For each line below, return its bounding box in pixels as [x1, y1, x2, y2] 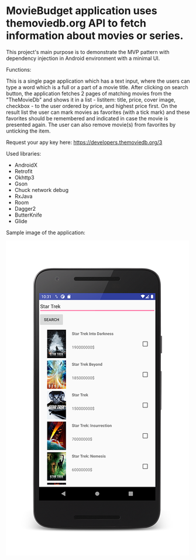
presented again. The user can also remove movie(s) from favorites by [6, 121, 176, 128]
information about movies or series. [6, 29, 184, 42]
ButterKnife [14, 211, 42, 218]
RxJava [14, 193, 33, 200]
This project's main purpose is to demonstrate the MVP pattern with [6, 48, 170, 55]
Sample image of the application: [6, 229, 86, 236]
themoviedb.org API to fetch [6, 16, 147, 30]
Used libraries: [6, 150, 42, 157]
